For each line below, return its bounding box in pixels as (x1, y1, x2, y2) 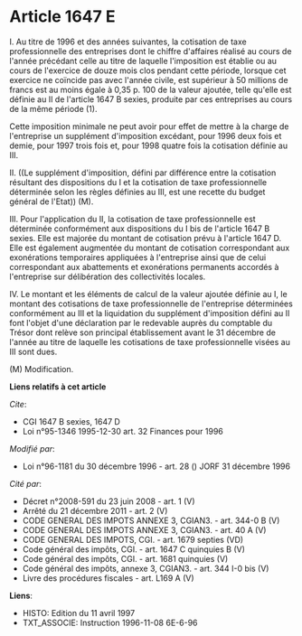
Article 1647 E (9, 6, 116, 27)
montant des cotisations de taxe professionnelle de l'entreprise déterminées (9, 298, 294, 309)
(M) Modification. (9, 363, 74, 374)
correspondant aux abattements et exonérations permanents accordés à (9, 261, 279, 272)
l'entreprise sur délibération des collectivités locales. (9, 271, 206, 282)
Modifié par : (9, 443, 56, 454)
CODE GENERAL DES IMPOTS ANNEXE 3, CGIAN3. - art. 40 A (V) (22, 524, 267, 535)
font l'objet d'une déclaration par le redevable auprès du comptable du (9, 317, 273, 328)
